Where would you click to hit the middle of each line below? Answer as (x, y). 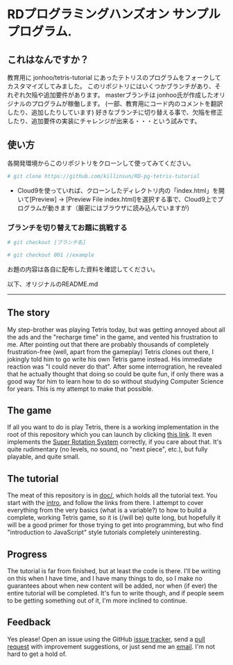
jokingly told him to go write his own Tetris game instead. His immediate (110, 359)
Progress (27, 554)
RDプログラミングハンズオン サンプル (114, 14)
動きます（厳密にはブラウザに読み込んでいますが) (118, 208)
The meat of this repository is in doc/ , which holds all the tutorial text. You (112, 495)
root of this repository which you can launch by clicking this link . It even (110, 435)
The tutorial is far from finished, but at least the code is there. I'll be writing (114, 570)
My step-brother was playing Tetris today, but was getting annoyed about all (116, 329)
